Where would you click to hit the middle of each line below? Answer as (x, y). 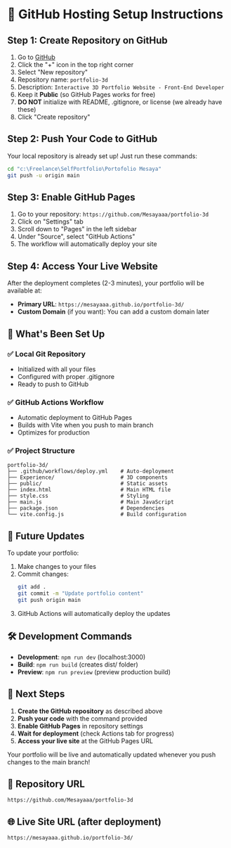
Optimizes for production (53, 432)
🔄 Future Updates (46, 536)
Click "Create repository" (54, 117)
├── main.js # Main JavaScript (91, 502)
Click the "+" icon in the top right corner (75, 65)
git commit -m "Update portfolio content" (80, 593)
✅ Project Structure (41, 451)
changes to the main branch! (49, 762)
